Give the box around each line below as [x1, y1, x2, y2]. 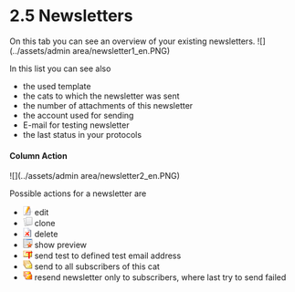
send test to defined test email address [34, 250, 182, 261]
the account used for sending [22, 109, 134, 120]
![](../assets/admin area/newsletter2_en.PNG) [9, 171, 181, 182]
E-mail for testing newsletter [22, 120, 130, 130]
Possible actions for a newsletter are [9, 188, 147, 199]
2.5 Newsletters [9, 5, 133, 26]
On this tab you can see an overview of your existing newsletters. [9, 36, 256, 47]
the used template [22, 80, 91, 91]
